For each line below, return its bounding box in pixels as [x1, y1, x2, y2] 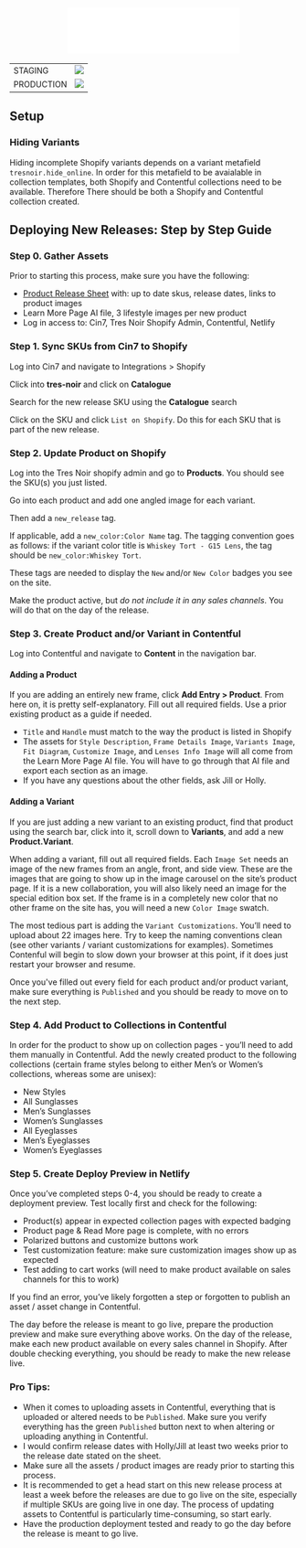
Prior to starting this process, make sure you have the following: [9, 271, 249, 282]
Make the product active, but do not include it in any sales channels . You [9, 594, 284, 605]
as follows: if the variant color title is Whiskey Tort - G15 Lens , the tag [9, 539, 272, 550]
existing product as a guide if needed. [9, 709, 153, 720]
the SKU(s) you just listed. [9, 476, 108, 487]
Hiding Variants [9, 136, 80, 149]
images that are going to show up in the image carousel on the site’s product [9, 872, 298, 884]
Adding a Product [9, 668, 78, 679]
